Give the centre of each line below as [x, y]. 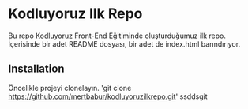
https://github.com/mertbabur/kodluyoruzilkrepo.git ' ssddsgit [108, 96]
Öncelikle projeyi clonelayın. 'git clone [70, 88]
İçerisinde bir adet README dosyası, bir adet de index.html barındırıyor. [124, 43]
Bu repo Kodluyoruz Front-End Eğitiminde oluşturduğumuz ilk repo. [117, 36]
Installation [36, 69]
